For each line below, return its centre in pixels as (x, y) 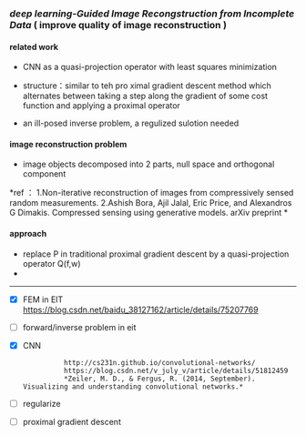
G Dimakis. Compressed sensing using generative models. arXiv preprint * (149, 213)
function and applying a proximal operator (101, 106)
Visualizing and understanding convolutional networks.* (133, 386)
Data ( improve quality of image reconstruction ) (118, 25)
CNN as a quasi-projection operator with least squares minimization (150, 67)
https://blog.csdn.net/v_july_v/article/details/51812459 (176, 370)
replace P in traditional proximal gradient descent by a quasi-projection (156, 254)
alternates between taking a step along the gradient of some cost (145, 96)
